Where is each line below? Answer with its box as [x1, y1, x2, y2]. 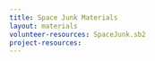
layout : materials [9, 22, 78, 30]
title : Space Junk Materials [9, 13, 118, 22]
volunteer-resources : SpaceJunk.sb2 [9, 30, 146, 39]
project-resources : [9, 38, 82, 48]
